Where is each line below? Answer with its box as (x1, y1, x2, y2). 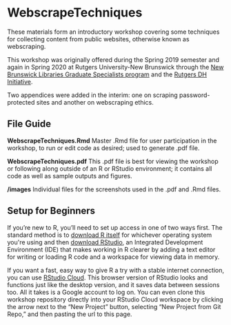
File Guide (7, 118, 52, 130)
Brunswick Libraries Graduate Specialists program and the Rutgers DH (7, 70, 208, 78)
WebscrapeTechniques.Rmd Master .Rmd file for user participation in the (7, 136, 217, 145)
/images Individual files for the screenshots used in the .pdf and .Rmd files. (7, 185, 221, 193)
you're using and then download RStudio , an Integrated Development (7, 238, 203, 246)
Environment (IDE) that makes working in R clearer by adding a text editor (7, 245, 216, 253)
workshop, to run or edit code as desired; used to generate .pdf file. (7, 143, 200, 152)
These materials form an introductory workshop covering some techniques (7, 28, 220, 36)
